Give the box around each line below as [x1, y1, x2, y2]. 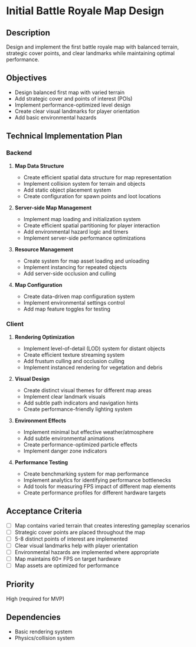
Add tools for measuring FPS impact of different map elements [23, 483, 176, 490]
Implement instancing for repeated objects [23, 263, 127, 270]
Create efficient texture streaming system [23, 351, 125, 358]
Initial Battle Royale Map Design [6, 4, 164, 18]
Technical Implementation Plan [6, 131, 123, 141]
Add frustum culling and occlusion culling [23, 357, 125, 364]
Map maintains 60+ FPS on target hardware [14, 555, 121, 562]
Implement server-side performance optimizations [23, 234, 146, 241]
